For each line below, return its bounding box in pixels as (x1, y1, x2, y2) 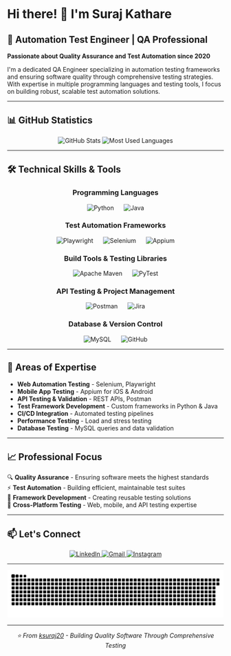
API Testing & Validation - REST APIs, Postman (16, 395, 152, 403)
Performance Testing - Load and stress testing (16, 417, 152, 425)
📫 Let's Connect (7, 528, 81, 540)
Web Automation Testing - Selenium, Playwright (16, 379, 156, 388)
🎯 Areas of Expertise (7, 361, 97, 373)
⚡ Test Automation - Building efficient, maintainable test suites (7, 484, 186, 492)
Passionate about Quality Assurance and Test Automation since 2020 (7, 52, 211, 60)
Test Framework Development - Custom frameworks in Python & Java (16, 401, 218, 410)
